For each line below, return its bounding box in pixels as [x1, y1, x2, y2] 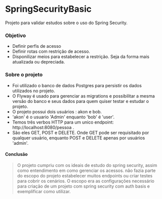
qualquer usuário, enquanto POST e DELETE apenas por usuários [12, 134, 145, 141]
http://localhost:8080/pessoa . [12, 124, 74, 130]
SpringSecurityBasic [5, 3, 92, 15]
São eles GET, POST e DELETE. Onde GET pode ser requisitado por [12, 130, 149, 135]
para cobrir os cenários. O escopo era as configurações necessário [17, 178, 155, 184]
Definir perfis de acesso [12, 43, 62, 49]
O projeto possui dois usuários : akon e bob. [12, 108, 102, 114]
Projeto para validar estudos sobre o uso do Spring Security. [5, 20, 128, 26]
